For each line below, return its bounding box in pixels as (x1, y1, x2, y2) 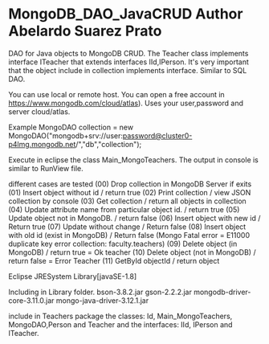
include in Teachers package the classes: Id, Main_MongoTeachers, (8, 311, 233, 321)
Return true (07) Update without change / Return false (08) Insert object (8, 222, 247, 231)
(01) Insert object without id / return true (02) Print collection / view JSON (8, 187, 251, 197)
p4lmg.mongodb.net (8, 139, 76, 149)
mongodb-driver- (194, 287, 251, 297)
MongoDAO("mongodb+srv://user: (8, 130, 123, 141)
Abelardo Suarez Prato (8, 22, 162, 40)
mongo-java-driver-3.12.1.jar (55, 295, 149, 305)
